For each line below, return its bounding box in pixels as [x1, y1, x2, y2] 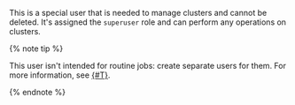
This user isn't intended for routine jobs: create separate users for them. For [9, 61, 286, 71]
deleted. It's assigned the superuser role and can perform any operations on [9, 17, 286, 27]
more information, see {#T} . [9, 70, 111, 80]
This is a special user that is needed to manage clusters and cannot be [9, 8, 268, 18]
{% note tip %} [9, 43, 64, 54]
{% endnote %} [9, 87, 66, 97]
